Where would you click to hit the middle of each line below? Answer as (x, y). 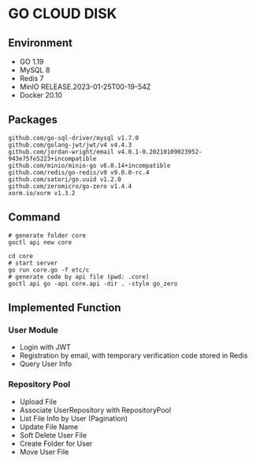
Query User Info (46, 364)
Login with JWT (45, 347)
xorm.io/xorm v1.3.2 (42, 193)
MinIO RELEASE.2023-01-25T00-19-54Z (85, 87)
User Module (33, 330)
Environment (41, 43)
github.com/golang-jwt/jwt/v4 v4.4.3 (70, 145)
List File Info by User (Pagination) (74, 418)
